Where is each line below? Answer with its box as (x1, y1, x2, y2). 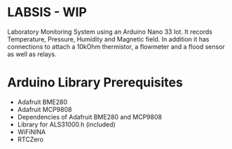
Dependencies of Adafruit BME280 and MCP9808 (17, 112, 163, 121)
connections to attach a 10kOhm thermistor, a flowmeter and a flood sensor (7, 42, 226, 51)
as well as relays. (7, 50, 57, 58)
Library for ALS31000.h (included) (17, 120, 116, 129)
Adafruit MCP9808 (17, 105, 72, 113)
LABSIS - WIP (7, 4, 88, 20)
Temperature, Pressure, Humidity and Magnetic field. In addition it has (7, 34, 210, 43)
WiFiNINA (17, 127, 46, 136)
